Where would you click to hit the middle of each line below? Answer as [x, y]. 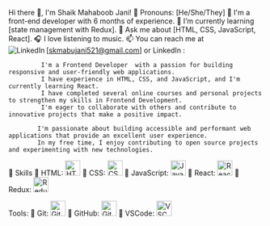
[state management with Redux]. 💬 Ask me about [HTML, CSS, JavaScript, [132, 29]
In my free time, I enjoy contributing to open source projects [148, 143]
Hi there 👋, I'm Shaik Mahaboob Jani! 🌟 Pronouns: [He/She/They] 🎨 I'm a [129, 13]
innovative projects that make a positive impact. [95, 115]
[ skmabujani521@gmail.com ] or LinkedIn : [116, 50]
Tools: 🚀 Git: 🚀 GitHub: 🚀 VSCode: [82, 213]
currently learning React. [54, 86]
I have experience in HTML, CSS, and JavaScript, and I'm [141, 79]
